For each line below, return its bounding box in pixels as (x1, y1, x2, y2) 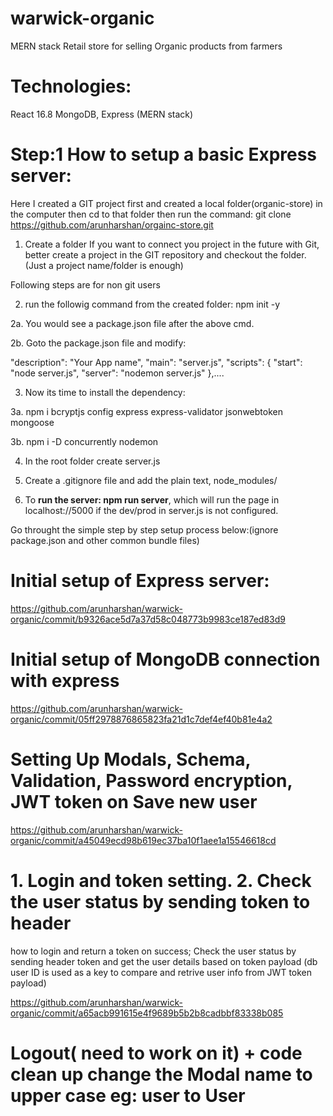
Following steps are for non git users (10, 278, 161, 291)
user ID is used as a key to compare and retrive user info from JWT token (10, 966, 313, 978)
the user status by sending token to (10, 890, 311, 913)
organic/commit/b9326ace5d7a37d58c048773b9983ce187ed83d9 (10, 613, 286, 625)
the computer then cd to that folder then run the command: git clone (10, 208, 292, 220)
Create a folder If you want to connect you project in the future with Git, (24, 238, 320, 250)
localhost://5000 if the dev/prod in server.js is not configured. (24, 504, 279, 516)
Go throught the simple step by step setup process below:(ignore (10, 523, 279, 536)
